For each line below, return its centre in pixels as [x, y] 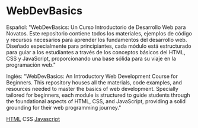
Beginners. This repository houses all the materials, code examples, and [94, 82]
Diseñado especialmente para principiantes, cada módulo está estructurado [99, 46]
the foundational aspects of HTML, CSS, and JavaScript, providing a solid [96, 101]
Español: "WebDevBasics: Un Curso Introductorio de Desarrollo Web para [96, 27]
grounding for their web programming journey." [64, 107]
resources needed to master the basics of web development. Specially [92, 88]
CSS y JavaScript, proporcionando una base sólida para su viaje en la [91, 58]
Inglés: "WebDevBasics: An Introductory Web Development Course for [92, 76]
